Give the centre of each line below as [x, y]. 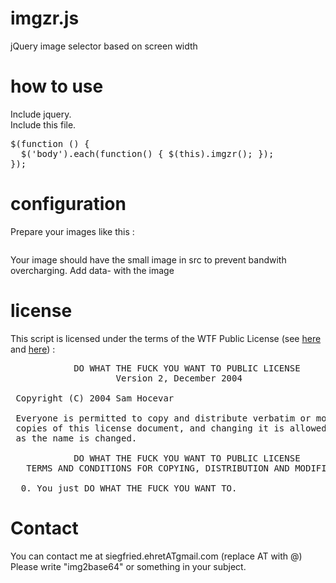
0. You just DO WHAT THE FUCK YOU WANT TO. [129, 488]
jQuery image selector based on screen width [104, 46]
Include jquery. [41, 114]
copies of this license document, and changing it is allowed [171, 428]
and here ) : [33, 349]
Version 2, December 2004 [179, 378]
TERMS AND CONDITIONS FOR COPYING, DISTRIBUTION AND [158, 468]
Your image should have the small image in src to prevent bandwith [148, 259]
